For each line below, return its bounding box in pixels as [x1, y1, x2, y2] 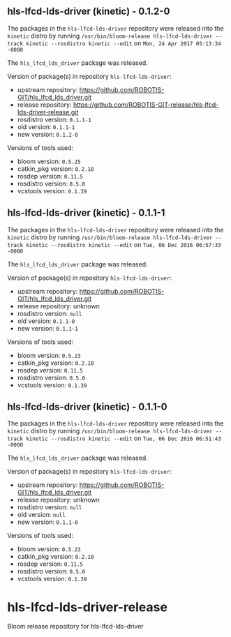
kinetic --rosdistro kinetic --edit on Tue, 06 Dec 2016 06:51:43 [25, 434, 221, 442]
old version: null [17, 511, 66, 519]
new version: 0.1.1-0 [17, 518, 78, 526]
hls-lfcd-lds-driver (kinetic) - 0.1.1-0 [7, 401, 167, 413]
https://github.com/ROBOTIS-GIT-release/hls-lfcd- [73, 100, 219, 109]
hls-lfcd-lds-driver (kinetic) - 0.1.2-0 [7, 6, 170, 17]
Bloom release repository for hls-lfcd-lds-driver [7, 622, 144, 631]
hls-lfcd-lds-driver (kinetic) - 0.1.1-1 [7, 207, 165, 219]
